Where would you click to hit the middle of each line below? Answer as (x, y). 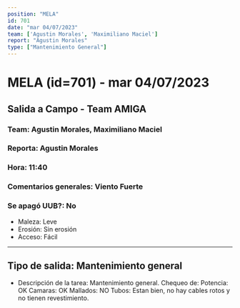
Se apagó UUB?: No (42, 206)
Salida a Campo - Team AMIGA (77, 109)
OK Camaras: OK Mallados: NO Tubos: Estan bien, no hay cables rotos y (124, 291)
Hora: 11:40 (27, 167)
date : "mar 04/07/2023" (43, 27)
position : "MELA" (33, 14)
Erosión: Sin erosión (47, 229)
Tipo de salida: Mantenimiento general (95, 265)
